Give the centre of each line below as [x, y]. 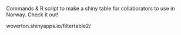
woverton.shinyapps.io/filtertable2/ [48, 26]
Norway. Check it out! [32, 15]
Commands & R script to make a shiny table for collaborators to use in [90, 8]
